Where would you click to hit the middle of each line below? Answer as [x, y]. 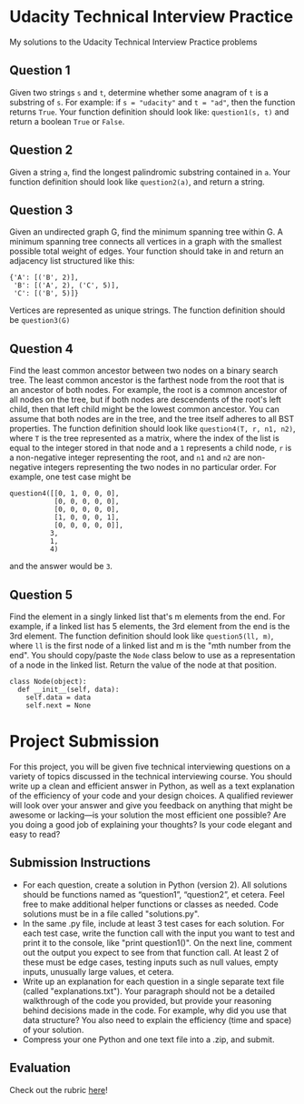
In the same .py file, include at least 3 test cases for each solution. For [153, 923]
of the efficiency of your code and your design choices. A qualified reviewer [152, 795]
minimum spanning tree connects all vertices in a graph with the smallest [146, 242]
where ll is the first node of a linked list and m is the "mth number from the [150, 646]
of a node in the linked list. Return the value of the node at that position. [143, 665]
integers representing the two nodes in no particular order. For [160, 467]
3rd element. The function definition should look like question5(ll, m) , [142, 636]
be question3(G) [40, 320]
